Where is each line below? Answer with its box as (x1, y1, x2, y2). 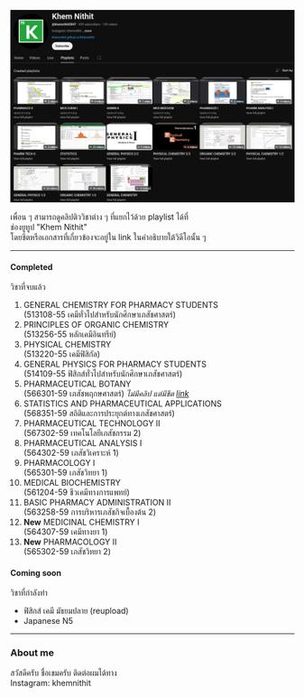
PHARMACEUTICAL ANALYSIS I (23, 438, 143, 449)
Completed (10, 261, 53, 272)
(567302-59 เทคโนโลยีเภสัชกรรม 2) (23, 428, 142, 439)
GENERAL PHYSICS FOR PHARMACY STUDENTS (23, 358, 207, 370)
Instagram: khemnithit (10, 677, 91, 688)
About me (10, 646, 55, 659)
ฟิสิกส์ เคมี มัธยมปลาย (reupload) (23, 606, 129, 617)
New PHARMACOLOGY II (23, 536, 117, 547)
